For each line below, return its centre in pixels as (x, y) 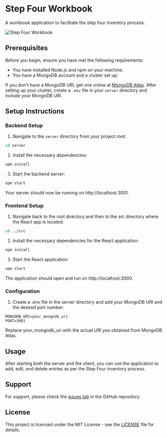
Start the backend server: (39, 174)
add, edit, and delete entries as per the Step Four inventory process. (75, 369)
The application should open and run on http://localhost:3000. (69, 278)
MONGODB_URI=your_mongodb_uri (37, 317)
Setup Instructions (35, 112)
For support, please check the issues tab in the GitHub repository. (73, 396)
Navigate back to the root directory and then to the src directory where (85, 216)
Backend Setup (24, 126)
